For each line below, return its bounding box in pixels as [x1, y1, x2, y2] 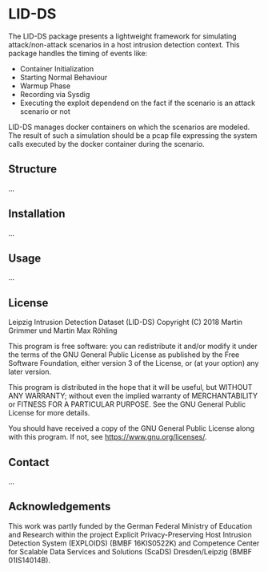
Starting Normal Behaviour [19, 72, 108, 82]
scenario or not [19, 106, 70, 116]
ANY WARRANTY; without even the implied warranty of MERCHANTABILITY [8, 391, 258, 401]
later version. [8, 367, 52, 377]
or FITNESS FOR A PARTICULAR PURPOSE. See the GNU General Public [8, 400, 246, 409]
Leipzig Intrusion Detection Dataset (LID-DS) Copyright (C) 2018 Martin [8, 318, 242, 327]
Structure [8, 162, 58, 176]
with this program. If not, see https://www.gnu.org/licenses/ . [8, 432, 207, 442]
